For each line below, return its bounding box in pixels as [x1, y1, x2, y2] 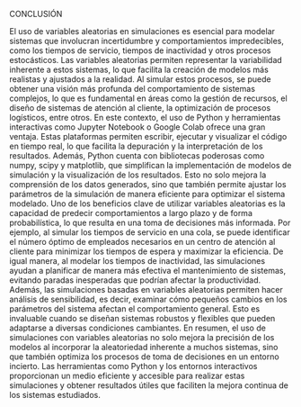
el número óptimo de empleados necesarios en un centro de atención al [9, 237, 276, 247]
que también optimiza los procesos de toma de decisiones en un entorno [9, 351, 280, 362]
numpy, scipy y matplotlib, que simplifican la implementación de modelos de [9, 160, 292, 170]
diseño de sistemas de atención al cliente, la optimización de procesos [9, 103, 271, 113]
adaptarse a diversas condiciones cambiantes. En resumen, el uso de [9, 322, 267, 333]
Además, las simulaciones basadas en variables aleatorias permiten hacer [9, 285, 283, 294]
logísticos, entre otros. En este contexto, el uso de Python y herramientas [9, 113, 281, 122]
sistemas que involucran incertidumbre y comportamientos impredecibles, [9, 36, 285, 46]
